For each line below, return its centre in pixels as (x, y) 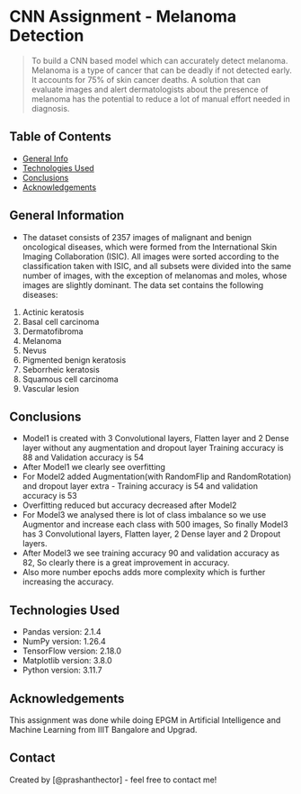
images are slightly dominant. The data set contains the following (143, 284)
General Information (67, 216)
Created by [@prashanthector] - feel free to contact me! (113, 780)
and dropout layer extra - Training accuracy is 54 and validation (140, 486)
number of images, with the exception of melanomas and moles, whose (155, 275)
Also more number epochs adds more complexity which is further (144, 573)
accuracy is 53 (50, 496)
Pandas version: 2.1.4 (62, 632)
